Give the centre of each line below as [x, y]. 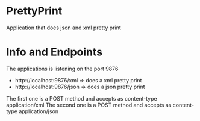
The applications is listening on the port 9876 [62, 69]
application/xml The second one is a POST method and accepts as [89, 105]
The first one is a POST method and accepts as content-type [82, 98]
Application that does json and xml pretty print [64, 28]
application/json [39, 111]
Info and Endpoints [55, 52]
